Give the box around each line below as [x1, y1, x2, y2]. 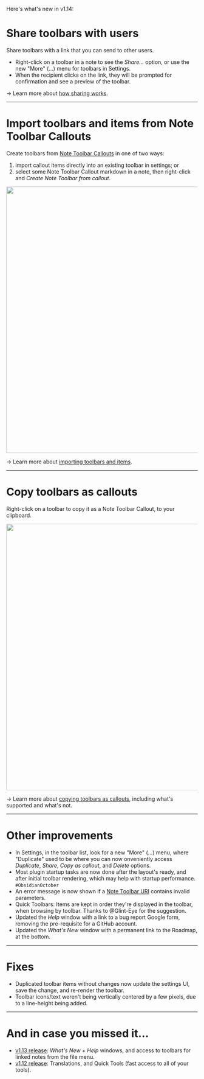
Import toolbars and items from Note [6, 117, 194, 130]
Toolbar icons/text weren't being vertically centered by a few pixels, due [15, 993, 196, 1000]
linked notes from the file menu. [15, 1053, 95, 1060]
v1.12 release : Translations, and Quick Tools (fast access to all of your [15, 1060, 189, 1067]
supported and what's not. [6, 801, 73, 809]
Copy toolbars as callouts [6, 485, 138, 499]
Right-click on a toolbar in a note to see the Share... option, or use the [15, 58, 189, 66]
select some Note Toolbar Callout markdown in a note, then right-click [15, 167, 191, 175]
